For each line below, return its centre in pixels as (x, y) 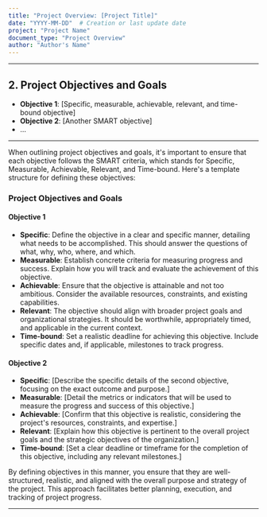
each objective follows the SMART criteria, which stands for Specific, (122, 161)
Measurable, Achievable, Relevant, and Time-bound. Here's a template (124, 169)
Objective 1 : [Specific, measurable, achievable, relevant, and (119, 103)
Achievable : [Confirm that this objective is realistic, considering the (130, 414)
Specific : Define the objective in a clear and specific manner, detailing (135, 235)
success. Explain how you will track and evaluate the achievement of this (139, 269)
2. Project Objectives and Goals (88, 85)
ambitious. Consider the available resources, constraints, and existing (133, 294)
